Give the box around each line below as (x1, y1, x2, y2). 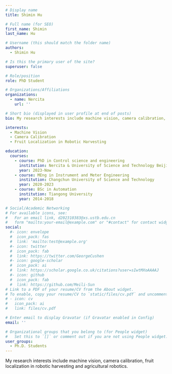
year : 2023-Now (18, 167, 52, 173)
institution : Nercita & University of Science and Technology (18, 163, 155, 168)
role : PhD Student (5, 78, 45, 83)
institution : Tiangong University (18, 192, 93, 197)
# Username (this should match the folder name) (5, 41, 111, 46)
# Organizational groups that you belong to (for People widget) (5, 329, 147, 334)
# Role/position (5, 73, 40, 79)
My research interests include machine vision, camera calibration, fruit (5, 358, 154, 364)
